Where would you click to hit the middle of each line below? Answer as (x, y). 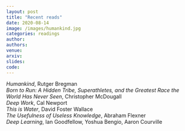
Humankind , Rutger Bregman (42, 84)
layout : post (22, 12)
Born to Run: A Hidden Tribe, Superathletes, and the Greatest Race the (93, 91)
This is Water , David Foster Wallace (50, 109)
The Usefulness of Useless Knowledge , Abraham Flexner (76, 116)
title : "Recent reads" (34, 17)
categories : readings (33, 34)
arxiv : (14, 56)
